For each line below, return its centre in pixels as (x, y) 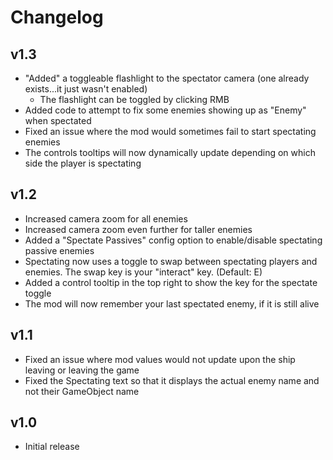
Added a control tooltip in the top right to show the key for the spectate (171, 282)
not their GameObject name (82, 391)
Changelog (57, 17)
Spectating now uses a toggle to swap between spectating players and (171, 261)
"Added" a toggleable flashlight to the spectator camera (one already (167, 78)
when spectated (58, 120)
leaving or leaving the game (82, 370)
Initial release (52, 447)
